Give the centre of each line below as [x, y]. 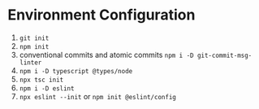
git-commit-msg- [224, 55]
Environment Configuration [101, 15]
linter [30, 63]
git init [34, 38]
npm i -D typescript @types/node [76, 71]
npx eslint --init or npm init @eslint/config [97, 96]
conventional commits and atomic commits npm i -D [106, 54]
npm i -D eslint [47, 88]
